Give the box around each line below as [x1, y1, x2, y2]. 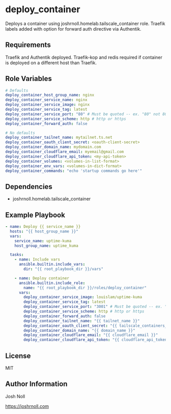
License [5, 351, 31, 360]
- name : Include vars [14, 257, 60, 262]
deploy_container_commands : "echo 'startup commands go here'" [5, 168, 142, 173]
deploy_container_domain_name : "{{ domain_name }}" [23, 328, 136, 333]
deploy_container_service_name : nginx [5, 97, 88, 102]
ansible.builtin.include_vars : [18, 262, 85, 267]
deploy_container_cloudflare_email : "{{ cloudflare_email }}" [23, 332, 158, 338]
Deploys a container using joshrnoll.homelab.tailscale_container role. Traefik [5, 20, 165, 27]
